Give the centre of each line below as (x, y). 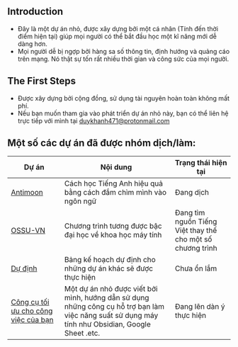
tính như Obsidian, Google (107, 324)
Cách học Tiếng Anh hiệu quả (113, 183)
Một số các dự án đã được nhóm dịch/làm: (102, 143)
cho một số (193, 239)
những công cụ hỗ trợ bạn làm (114, 307)
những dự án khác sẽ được (109, 268)
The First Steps (42, 81)
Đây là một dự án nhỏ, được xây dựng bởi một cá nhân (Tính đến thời (118, 28)
